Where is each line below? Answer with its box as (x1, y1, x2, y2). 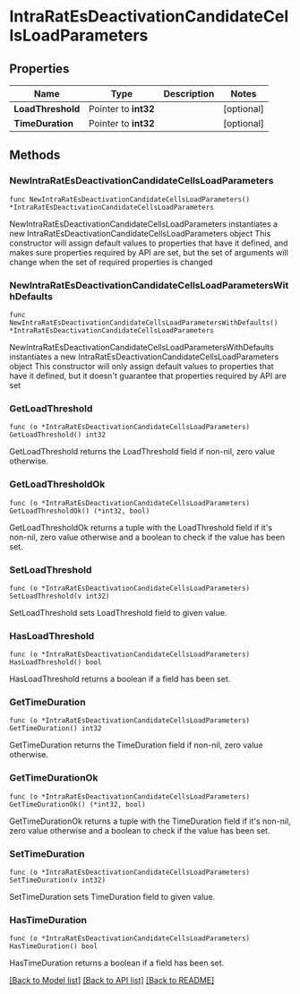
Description (163, 88, 215, 99)
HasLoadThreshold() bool (9, 658, 102, 667)
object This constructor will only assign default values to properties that (9, 360, 275, 371)
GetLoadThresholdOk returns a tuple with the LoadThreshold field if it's (9, 522, 273, 532)
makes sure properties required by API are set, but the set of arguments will (9, 246, 288, 257)
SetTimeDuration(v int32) (9, 876, 106, 885)
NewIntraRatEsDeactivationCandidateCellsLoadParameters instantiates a (9, 218, 279, 229)
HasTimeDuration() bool (9, 942, 99, 951)
